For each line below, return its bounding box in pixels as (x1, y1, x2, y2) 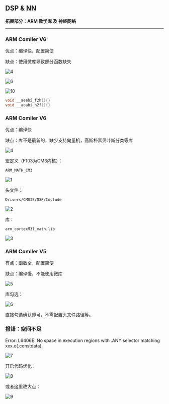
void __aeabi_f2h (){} (5, 98, 51, 103)
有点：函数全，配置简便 (5, 260, 54, 266)
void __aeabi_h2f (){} (5, 102, 51, 107)
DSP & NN (5, 4, 37, 13)
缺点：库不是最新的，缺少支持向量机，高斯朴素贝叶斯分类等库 (5, 137, 133, 143)
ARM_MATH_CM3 (5, 168, 33, 173)
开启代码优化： (5, 363, 36, 369)
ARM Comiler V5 (5, 248, 47, 255)
